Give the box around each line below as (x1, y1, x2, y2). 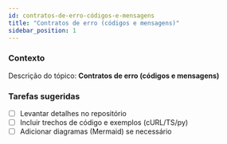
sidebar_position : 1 (8, 26, 77, 34)
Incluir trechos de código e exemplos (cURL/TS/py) (19, 118, 189, 127)
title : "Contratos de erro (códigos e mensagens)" (8, 19, 180, 27)
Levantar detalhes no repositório (19, 108, 127, 118)
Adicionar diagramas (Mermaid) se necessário (19, 126, 172, 136)
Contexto (8, 53, 45, 64)
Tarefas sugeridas (8, 91, 80, 102)
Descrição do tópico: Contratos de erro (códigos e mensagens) (8, 71, 220, 80)
